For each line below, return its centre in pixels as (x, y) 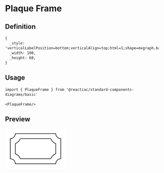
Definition (20, 27)
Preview (18, 119)
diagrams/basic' (21, 94)
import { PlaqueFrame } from (35, 89)
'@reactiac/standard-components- (100, 89)
